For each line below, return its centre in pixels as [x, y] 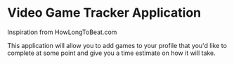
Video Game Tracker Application [104, 13]
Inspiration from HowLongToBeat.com [62, 32]
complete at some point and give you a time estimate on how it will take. [111, 53]
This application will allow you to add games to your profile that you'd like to [117, 45]
